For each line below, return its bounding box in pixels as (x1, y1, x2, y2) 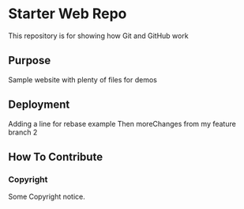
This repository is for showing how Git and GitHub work (8, 31, 189, 40)
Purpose (8, 54, 51, 67)
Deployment (8, 98, 70, 112)
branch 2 (8, 127, 38, 137)
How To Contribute (8, 150, 103, 163)
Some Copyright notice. (8, 192, 85, 202)
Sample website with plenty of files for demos (8, 74, 158, 84)
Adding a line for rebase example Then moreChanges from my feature (8, 119, 237, 128)
